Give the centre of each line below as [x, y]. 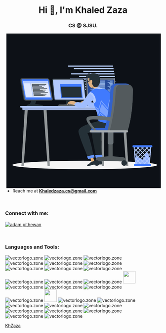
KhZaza [13, 326]
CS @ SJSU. [83, 26]
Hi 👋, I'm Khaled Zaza [83, 10]
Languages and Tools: [32, 247]
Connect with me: [27, 213]
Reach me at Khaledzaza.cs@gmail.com [55, 191]
